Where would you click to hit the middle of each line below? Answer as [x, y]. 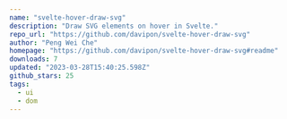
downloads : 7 [34, 59]
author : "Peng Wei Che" [54, 42]
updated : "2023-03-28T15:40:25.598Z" [80, 68]
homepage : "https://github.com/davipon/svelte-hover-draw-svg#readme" [144, 51]
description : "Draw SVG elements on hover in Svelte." [114, 26]
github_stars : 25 [42, 76]
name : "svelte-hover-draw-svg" [68, 17]
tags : [19, 84]
